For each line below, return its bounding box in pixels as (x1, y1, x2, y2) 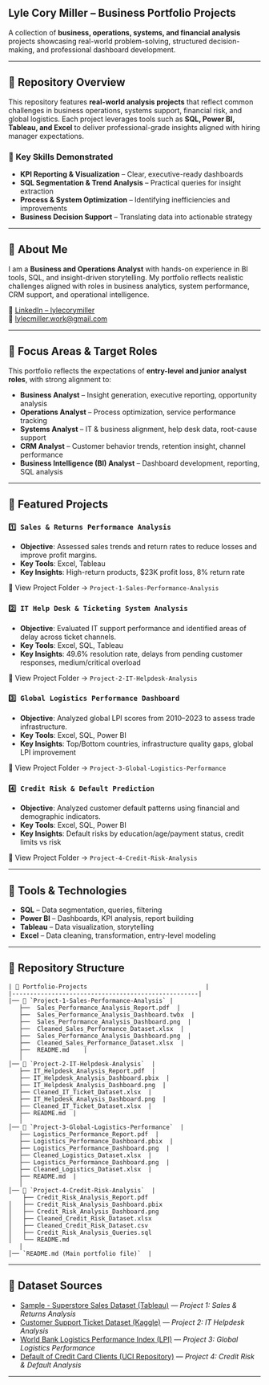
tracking (19, 415, 48, 425)
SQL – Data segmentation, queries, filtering (19, 905, 163, 915)
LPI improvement (19, 747, 76, 757)
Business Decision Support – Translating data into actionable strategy (19, 212, 253, 222)
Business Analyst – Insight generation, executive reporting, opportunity (19, 389, 258, 400)
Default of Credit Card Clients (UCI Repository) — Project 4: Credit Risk (19, 1351, 255, 1361)
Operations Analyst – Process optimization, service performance (19, 407, 236, 417)
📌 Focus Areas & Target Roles (8, 344, 158, 358)
